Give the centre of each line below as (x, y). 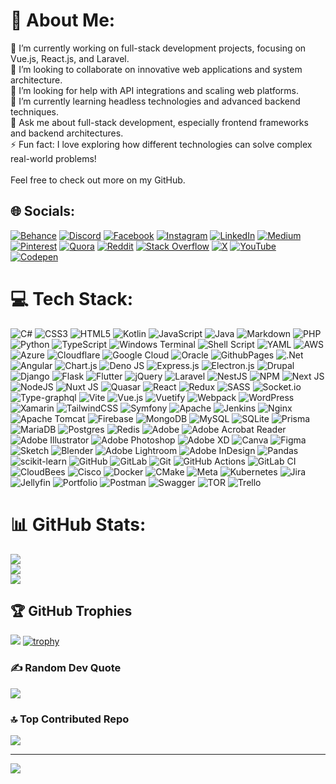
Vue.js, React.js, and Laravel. (70, 58)
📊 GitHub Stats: (78, 524)
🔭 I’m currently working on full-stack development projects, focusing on (158, 48)
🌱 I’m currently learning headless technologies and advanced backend (155, 101)
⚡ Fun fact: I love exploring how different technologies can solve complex (161, 144)
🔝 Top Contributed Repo (70, 719)
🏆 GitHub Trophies (71, 611)
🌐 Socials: (43, 211)
